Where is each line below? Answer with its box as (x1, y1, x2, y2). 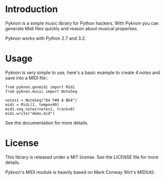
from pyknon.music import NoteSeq (5, 89, 78, 94)
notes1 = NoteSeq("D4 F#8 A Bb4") (5, 98, 78, 103)
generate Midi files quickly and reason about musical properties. (5, 25, 138, 31)
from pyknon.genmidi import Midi (5, 84, 75, 89)
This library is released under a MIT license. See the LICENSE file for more (5, 154, 159, 160)
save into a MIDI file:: (5, 74, 49, 81)
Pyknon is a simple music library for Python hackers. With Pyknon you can (5, 20, 159, 26)
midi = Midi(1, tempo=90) (5, 102, 59, 107)
